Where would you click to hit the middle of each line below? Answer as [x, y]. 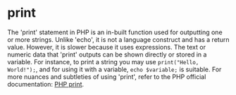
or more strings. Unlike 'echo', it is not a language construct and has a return [118, 39]
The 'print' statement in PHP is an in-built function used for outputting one [115, 32]
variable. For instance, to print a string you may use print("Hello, [103, 61]
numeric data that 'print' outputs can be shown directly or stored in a [107, 54]
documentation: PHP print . [46, 84]
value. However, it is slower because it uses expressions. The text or [107, 47]
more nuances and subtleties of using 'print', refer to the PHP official [107, 76]
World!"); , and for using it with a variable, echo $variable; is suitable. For [114, 69]
